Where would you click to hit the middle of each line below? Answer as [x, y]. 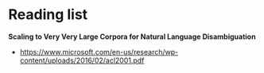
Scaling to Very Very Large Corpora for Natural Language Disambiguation [132, 36]
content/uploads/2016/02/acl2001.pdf [82, 60]
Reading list [48, 15]
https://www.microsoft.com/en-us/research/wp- [99, 52]
